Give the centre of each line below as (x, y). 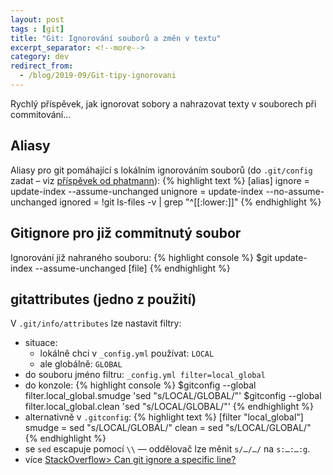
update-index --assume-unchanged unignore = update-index (137, 191)
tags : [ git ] (37, 29)
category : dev (40, 57)
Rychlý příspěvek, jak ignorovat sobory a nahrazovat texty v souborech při (163, 103)
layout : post (37, 19)
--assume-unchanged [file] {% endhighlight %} (132, 268)
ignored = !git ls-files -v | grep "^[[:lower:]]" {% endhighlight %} (190, 202)
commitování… (41, 114)
